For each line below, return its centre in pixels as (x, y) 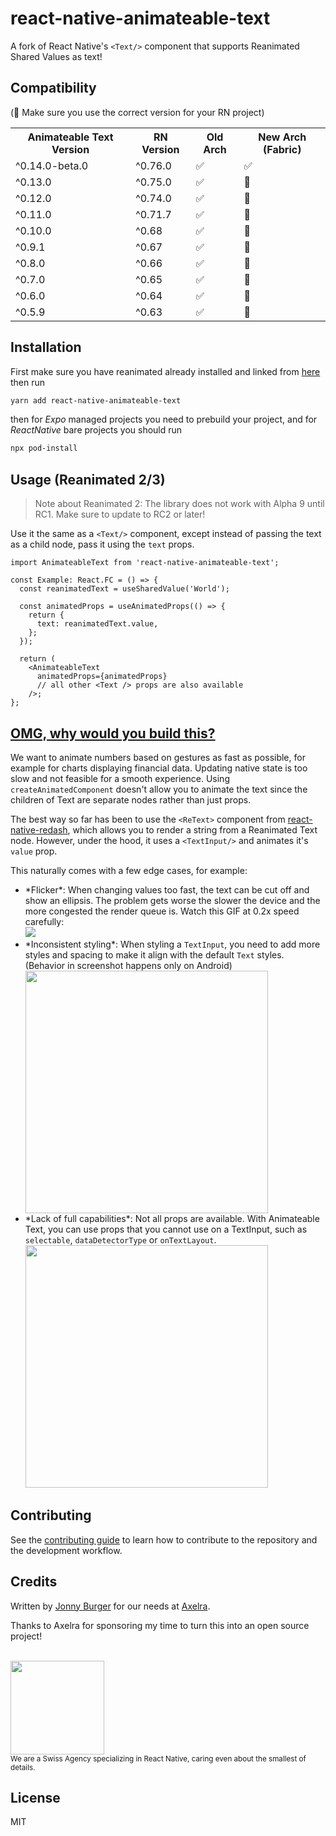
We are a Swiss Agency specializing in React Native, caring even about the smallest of (158, 1758)
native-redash (39, 829)
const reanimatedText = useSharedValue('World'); (124, 589)
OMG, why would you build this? (113, 733)
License (35, 1797)
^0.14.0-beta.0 (52, 165)
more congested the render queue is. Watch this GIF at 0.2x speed (162, 911)
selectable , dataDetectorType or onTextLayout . (120, 1239)
